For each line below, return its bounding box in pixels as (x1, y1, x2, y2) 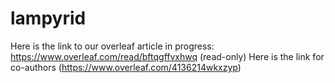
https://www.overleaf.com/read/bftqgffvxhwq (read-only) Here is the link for (10, 50, 325, 62)
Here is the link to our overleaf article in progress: (10, 40, 215, 52)
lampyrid (10, 7, 87, 30)
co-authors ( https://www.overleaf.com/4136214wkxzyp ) (10, 61, 242, 73)
